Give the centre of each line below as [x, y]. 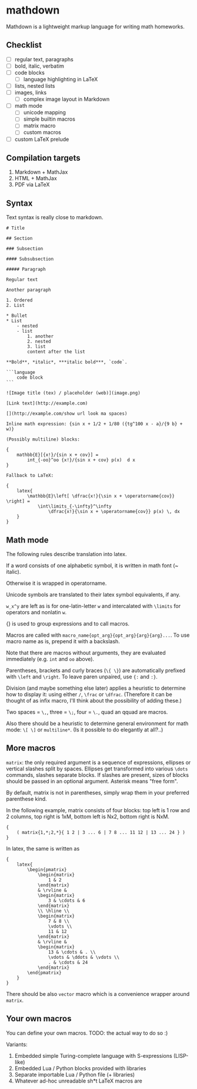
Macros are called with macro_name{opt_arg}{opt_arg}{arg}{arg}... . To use [98, 635]
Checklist [24, 45]
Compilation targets [43, 158]
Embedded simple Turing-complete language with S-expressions [93, 1055]
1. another [41, 336]
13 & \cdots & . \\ [72, 952]
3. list [36, 347]
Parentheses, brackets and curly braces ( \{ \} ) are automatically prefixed [96, 670]
